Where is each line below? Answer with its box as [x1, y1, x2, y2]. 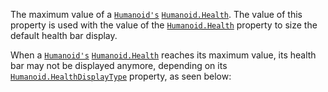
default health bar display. [10, 30, 118, 41]
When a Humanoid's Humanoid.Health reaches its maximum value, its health [10, 49, 317, 61]
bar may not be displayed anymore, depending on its [10, 60, 228, 71]
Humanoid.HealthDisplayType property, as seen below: [10, 70, 232, 82]
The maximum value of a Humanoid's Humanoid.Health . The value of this [10, 9, 303, 20]
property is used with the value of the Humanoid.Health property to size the [10, 19, 318, 31]
